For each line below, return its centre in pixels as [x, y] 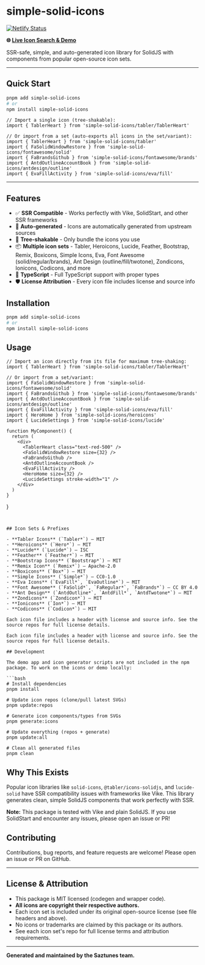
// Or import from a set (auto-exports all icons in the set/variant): [99, 136]
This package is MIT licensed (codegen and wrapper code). [90, 898]
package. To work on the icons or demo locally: [69, 668]
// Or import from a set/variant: [50, 378]
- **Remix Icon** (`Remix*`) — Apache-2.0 [61, 566]
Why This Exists [38, 772]
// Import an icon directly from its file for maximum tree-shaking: [97, 362]
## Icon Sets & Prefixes [38, 529]
